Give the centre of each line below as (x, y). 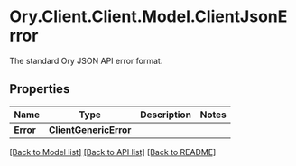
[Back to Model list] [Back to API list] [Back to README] (113, 152)
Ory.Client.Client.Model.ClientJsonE (148, 17)
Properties (40, 89)
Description (166, 115)
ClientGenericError (90, 130)
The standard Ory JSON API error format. (86, 60)
